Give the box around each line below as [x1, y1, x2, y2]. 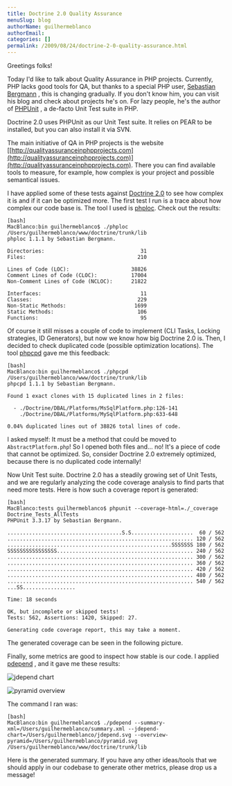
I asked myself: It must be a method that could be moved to [7, 435, 177, 443]
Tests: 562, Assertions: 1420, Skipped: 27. [7, 614, 138, 621]
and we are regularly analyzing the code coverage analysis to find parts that [7, 478, 224, 486]
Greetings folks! [7, 62, 53, 69]
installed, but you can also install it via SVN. [7, 126, 132, 133]
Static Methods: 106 [7, 308, 148, 315]
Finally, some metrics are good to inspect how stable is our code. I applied [7, 652, 220, 660]
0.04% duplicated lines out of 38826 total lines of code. [7, 423, 181, 430]
